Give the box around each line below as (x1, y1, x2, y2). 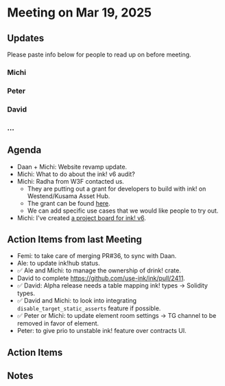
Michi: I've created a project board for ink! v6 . (16, 213, 146, 222)
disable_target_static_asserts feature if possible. (16, 304, 161, 312)
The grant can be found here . (27, 199, 111, 207)
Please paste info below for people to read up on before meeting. (7, 50, 191, 58)
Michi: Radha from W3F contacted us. (16, 177, 125, 185)
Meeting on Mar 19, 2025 (7, 5, 152, 21)
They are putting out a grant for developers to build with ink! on (27, 184, 206, 193)
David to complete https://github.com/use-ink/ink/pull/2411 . (16, 274, 185, 283)
